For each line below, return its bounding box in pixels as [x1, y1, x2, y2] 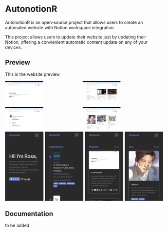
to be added [5, 222, 30, 229]
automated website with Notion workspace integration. [5, 24, 115, 30]
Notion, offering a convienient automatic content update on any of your [5, 39, 148, 45]
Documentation [5, 210, 54, 218]
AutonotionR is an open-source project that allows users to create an [5, 19, 143, 25]
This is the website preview [5, 71, 60, 77]
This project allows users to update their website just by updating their [5, 34, 146, 40]
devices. [5, 44, 22, 50]
